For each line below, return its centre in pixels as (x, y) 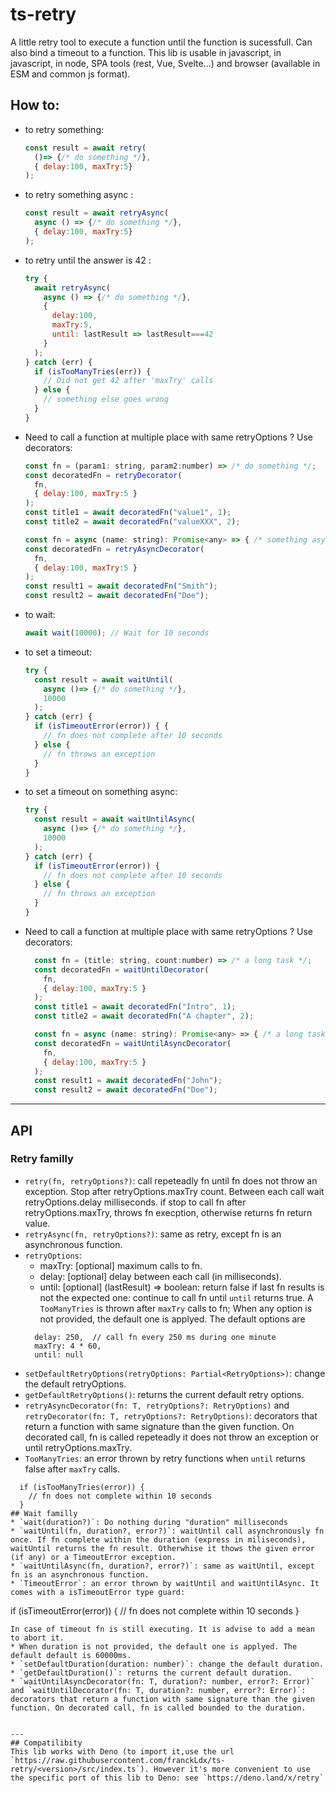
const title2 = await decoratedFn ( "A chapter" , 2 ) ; (144, 1016)
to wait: (40, 614)
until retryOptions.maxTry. (78, 1447)
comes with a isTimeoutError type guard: (98, 1592)
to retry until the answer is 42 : (88, 260)
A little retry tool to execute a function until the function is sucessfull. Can (161, 42)
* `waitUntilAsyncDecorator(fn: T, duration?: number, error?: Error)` (162, 1681)
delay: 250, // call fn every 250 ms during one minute (155, 1337)
